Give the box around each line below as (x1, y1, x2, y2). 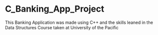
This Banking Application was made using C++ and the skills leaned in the (5, 19, 153, 25)
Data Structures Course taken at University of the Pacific (5, 24, 119, 30)
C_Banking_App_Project (5, 3, 105, 15)
